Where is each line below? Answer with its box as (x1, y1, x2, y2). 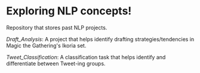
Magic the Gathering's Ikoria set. (6, 42, 87, 49)
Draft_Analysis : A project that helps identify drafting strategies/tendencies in (6, 35, 195, 42)
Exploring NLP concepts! (6, 4, 132, 18)
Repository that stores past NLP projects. (6, 24, 107, 31)
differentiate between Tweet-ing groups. (6, 60, 106, 67)
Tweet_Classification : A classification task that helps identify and (6, 53, 166, 60)
